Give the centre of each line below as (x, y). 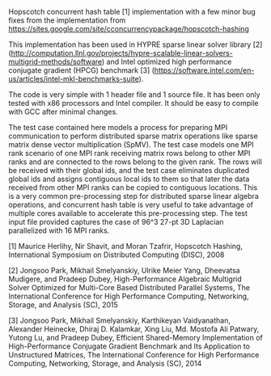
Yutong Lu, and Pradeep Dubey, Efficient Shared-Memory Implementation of (135, 338)
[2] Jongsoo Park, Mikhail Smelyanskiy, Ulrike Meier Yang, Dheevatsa (124, 270)
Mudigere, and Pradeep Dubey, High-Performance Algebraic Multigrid (125, 279)
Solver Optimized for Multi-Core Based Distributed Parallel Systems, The (129, 287)
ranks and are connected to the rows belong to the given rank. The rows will (135, 162)
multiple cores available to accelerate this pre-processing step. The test (128, 213)
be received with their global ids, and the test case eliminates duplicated (129, 170)
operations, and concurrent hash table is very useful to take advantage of (131, 205)
